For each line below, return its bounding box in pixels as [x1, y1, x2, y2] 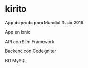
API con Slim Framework [5, 38, 55, 45]
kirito [5, 3, 27, 15]
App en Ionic [5, 29, 31, 35]
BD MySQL [5, 57, 27, 63]
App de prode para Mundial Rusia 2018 [5, 20, 84, 25]
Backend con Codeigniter [5, 48, 56, 54]
